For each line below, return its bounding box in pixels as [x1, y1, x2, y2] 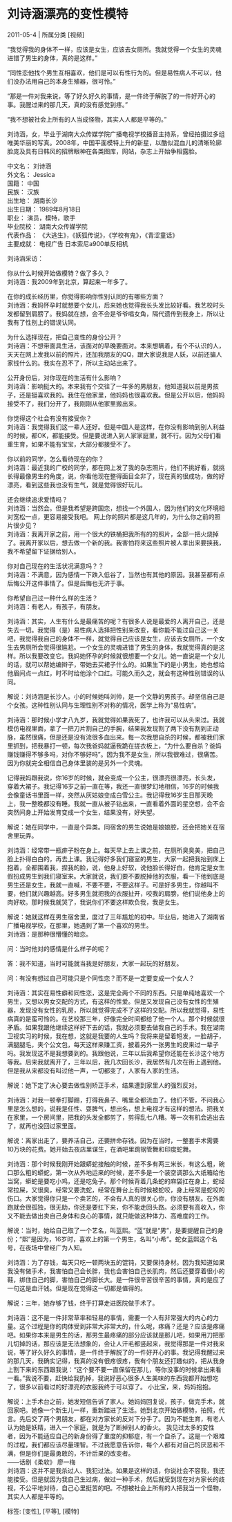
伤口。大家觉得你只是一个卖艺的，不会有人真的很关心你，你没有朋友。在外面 [7, 1194, 225, 1203]
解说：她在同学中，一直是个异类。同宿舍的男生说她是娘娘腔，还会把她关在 [7, 823, 219, 831]
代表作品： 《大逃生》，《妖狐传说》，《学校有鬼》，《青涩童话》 [7, 231, 178, 239]
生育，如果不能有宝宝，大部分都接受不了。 [12, 440, 135, 448]
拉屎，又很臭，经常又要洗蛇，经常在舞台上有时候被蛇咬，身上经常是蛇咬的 [12, 1185, 225, 1194]
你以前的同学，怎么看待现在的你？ [7, 454, 104, 463]
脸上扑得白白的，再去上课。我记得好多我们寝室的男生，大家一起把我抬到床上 [7, 854, 225, 863]
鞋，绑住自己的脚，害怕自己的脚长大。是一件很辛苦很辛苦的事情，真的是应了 [7, 1275, 225, 1284]
